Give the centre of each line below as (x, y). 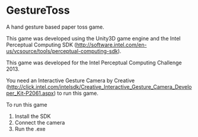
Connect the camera (40, 122)
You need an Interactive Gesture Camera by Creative (71, 80)
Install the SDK (33, 116)
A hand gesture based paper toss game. (55, 27)
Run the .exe (30, 129)
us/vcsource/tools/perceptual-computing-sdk (62, 51)
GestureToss (38, 10)
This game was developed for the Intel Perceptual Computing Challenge (94, 63)
